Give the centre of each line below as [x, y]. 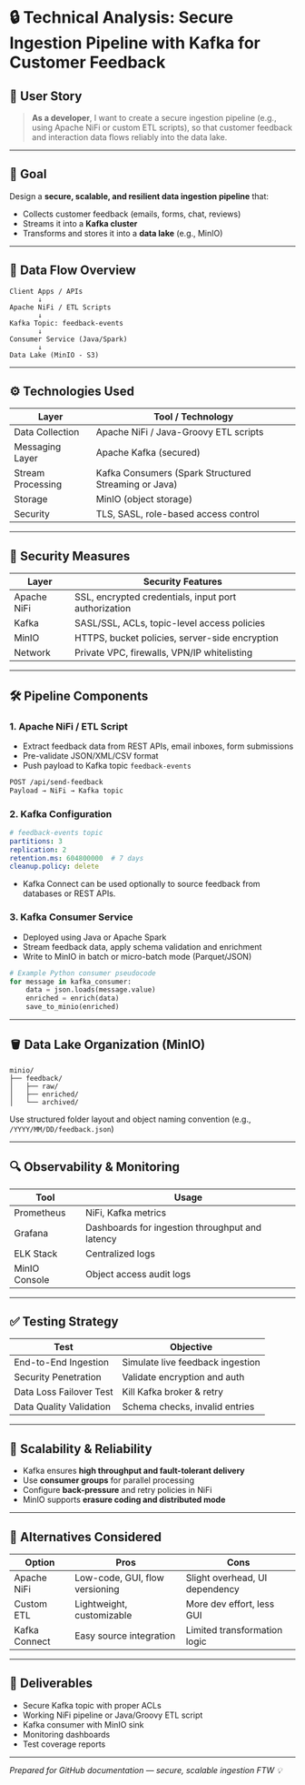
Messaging [38, 447]
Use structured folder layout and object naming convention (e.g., [130, 1119]
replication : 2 [38, 850]
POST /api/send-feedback [56, 782]
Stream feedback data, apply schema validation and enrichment [142, 946]
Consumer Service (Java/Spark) [69, 339]
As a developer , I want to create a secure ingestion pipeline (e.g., [154, 118]
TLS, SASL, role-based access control [178, 514]
